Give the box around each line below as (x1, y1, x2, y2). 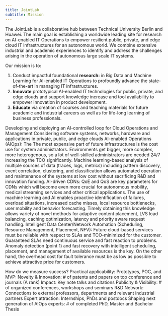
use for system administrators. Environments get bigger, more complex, (5, 146, 153, 152)
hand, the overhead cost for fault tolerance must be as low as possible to (5, 253, 157, 260)
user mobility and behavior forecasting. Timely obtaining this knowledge (5, 205, 155, 211)
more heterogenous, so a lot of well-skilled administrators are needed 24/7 (5, 152, 160, 158)
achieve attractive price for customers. (5, 259, 86, 265)
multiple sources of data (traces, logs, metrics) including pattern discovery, (5, 162, 161, 168)
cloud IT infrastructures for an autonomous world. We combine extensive (5, 42, 157, 48)
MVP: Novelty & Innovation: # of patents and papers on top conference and (5, 274, 161, 280)
